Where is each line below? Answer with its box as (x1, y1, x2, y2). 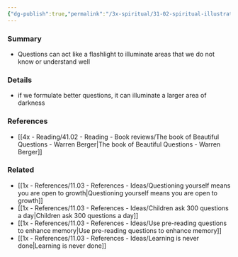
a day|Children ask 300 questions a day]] (17, 211, 139, 219)
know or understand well (17, 57, 91, 66)
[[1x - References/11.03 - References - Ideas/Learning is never (17, 234, 200, 242)
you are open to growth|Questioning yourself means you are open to (17, 188, 218, 197)
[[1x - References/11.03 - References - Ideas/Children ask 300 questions (17, 203, 229, 212)
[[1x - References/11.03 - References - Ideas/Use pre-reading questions (17, 219, 227, 227)
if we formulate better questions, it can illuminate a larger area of (17, 91, 207, 100)
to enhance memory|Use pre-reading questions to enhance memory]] (17, 226, 222, 234)
